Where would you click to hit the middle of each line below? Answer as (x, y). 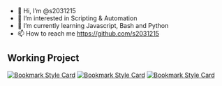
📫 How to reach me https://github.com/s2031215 (88, 34)
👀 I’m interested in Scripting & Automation (77, 18)
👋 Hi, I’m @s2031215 (47, 11)
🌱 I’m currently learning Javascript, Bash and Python (93, 26)
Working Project (43, 58)
